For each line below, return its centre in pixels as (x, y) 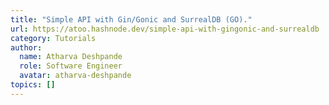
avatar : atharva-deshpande (75, 76)
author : (26, 47)
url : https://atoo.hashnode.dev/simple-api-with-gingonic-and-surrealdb (165, 29)
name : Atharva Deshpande (71, 57)
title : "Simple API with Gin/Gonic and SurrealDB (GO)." (131, 19)
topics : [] (33, 85)
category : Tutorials (53, 38)
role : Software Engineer (71, 66)
